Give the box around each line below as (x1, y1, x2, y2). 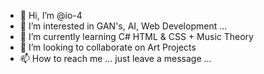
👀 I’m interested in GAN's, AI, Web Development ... (19, 20, 228, 32)
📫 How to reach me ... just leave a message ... (19, 53, 212, 64)
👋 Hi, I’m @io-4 (19, 10, 83, 21)
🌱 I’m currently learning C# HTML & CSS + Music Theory (19, 31, 254, 42)
